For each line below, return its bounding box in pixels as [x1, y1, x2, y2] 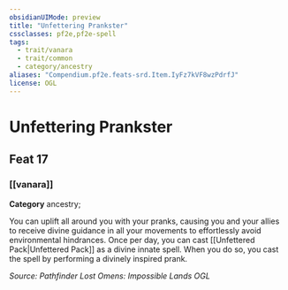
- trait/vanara [17, 46, 73, 55]
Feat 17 [9, 152, 49, 167]
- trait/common [17, 54, 73, 63]
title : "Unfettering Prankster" [9, 21, 128, 30]
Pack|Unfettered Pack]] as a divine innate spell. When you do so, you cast [9, 244, 279, 255]
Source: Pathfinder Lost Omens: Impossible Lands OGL [9, 271, 210, 281]
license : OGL [9, 79, 57, 88]
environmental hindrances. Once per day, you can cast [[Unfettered [9, 234, 255, 245]
